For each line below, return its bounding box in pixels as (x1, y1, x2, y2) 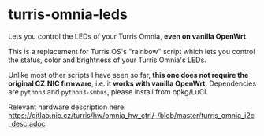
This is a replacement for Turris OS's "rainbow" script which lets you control (8, 46, 255, 56)
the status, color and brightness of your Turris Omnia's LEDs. (8, 55, 206, 64)
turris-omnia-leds (8, 6, 128, 24)
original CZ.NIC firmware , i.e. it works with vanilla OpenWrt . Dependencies (8, 79, 257, 88)
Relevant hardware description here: (8, 102, 126, 112)
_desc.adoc (8, 119, 46, 128)
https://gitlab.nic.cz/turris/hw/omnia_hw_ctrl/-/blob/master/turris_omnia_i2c (8, 110, 255, 119)
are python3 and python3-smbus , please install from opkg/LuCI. (8, 86, 209, 96)
